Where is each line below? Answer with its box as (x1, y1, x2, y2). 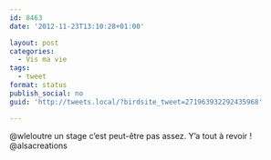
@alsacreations (9, 140, 68, 151)
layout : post (9, 38, 59, 47)
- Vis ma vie (17, 55, 68, 65)
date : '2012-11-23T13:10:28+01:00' (9, 22, 145, 31)
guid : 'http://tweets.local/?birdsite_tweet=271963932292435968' (9, 97, 263, 106)
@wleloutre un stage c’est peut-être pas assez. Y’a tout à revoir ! (9, 130, 253, 141)
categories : (9, 46, 55, 55)
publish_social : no (9, 88, 84, 98)
